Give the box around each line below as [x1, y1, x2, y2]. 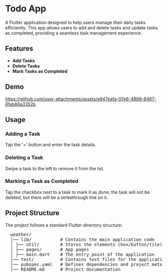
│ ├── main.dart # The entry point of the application [10, 252, 155, 257]
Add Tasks [12, 58, 35, 64]
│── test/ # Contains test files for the [10, 257, 137, 262]
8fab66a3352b [5, 101, 36, 107]
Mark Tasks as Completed [12, 68, 68, 74]
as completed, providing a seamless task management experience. [5, 30, 143, 36]
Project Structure [5, 209, 60, 217]
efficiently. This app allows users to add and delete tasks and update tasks [5, 24, 158, 30]
